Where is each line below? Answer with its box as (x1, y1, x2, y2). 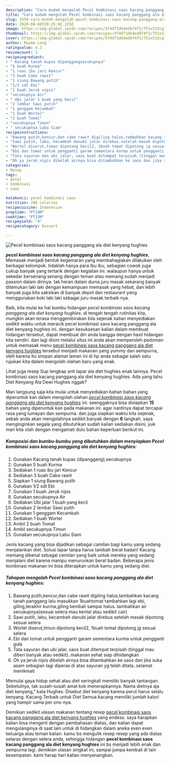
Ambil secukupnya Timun (13, 526, 66, 532)
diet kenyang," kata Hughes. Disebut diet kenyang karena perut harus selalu (6, 688, 163, 694)
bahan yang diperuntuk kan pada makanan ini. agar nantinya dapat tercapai (6, 405, 163, 411)
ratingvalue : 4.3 (6, 45, 42, 50)
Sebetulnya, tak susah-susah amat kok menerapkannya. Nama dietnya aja (6, 683, 159, 689)
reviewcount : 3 (6, 50, 38, 55)
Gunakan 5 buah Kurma (13, 461, 63, 467)
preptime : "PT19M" (6, 210, 44, 215)
